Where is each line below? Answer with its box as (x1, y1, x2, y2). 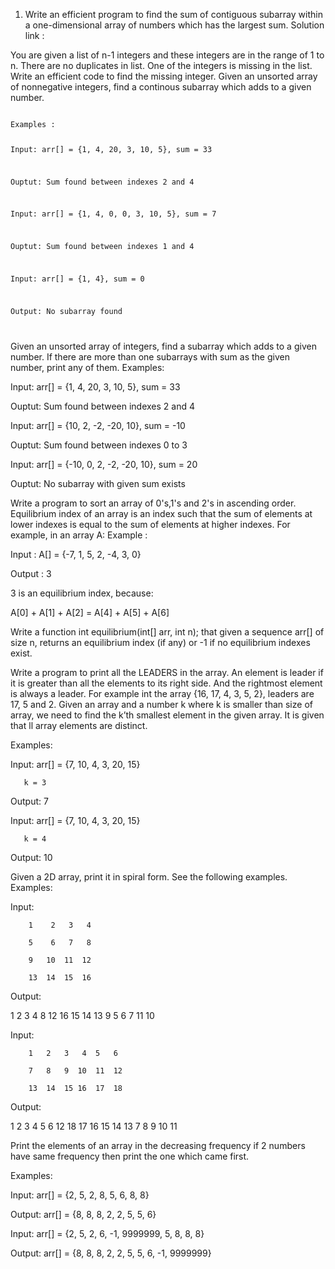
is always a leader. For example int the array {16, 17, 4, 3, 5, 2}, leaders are (10, 687, 315, 699)
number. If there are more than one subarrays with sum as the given (10, 350, 290, 363)
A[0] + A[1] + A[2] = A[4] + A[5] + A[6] (10, 606, 170, 618)
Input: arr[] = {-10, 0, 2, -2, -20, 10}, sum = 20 (10, 458, 198, 470)
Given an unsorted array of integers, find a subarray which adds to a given (10, 340, 317, 352)
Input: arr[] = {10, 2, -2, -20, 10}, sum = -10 (10, 419, 186, 431)
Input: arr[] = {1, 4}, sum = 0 (10, 274, 145, 284)
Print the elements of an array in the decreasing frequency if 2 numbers (10, 1139, 306, 1151)
